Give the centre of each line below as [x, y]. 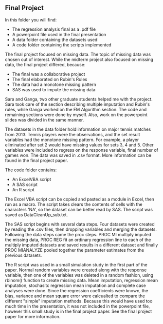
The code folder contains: [31, 170]
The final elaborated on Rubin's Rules [50, 79]
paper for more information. [33, 316]
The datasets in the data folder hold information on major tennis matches [78, 129]
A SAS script [25, 184]
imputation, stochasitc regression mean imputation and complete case [75, 285]
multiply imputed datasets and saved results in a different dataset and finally [81, 245]
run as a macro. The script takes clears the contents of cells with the [74, 204]
